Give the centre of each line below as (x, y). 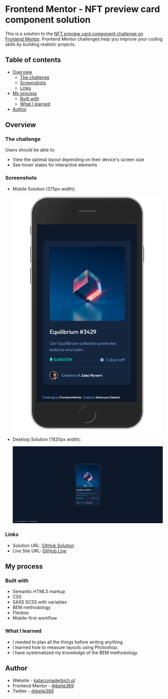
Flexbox (20, 613)
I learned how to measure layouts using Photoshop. (65, 647)
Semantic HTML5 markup (39, 592)
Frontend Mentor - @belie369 (43, 686)
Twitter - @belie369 (33, 691)
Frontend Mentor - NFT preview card (82, 9)
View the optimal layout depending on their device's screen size (78, 160)
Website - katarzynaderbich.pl (43, 680)
